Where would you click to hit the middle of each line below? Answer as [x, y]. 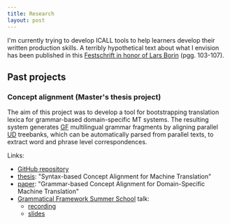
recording [42, 206]
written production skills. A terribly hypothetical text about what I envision [113, 48]
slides [36, 213]
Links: [16, 155]
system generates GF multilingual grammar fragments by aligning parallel [113, 127]
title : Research [31, 14]
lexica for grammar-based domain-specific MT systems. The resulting [108, 120]
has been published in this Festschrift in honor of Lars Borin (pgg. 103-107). [116, 55]
